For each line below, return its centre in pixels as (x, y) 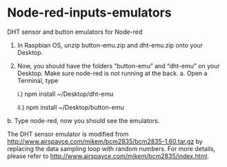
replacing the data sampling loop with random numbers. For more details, (111, 148)
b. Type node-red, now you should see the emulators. (83, 120)
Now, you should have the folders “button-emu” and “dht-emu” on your (118, 66)
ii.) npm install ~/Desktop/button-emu (70, 107)
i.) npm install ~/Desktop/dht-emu (65, 94)
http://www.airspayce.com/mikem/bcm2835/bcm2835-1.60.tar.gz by (105, 141)
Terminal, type (38, 80)
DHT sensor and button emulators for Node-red (75, 32)
